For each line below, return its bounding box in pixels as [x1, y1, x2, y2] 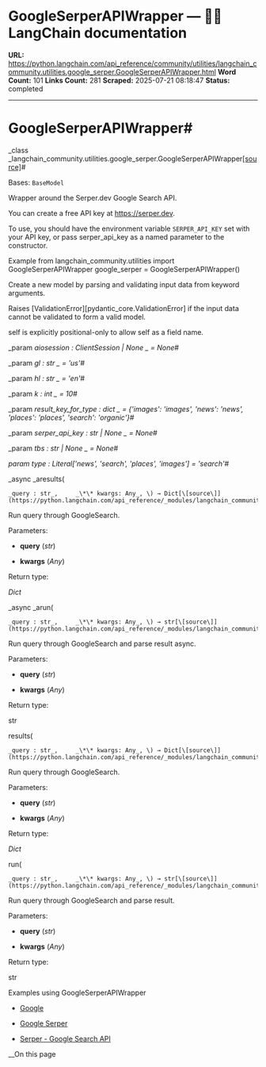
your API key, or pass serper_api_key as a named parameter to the [8, 232, 225, 241]
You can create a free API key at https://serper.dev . [8, 208, 176, 217]
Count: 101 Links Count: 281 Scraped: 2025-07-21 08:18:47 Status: [8, 75, 230, 85]
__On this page [8, 1049, 57, 1058]
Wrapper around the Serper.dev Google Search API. [8, 193, 177, 202]
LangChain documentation [8, 24, 188, 42]
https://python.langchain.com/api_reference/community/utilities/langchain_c [8, 59, 257, 68]
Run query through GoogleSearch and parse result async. [8, 639, 196, 648]
